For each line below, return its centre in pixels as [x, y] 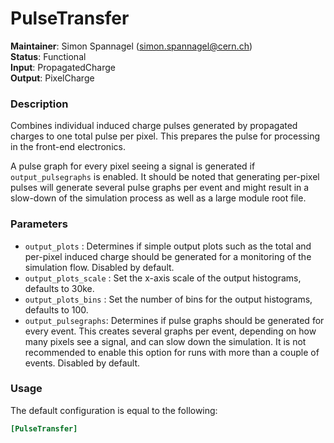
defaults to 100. [56, 309]
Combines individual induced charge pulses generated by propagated [154, 126]
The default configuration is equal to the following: [114, 410]
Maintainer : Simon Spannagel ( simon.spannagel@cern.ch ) [131, 46]
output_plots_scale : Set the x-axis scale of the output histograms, [163, 278]
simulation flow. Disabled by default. [99, 267]
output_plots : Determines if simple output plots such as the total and [168, 246]
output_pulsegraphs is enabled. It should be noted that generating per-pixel [165, 177]
